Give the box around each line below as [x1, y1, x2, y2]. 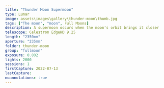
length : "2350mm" [5, 35, 41, 40]
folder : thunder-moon [5, 44, 50, 48]
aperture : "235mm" [5, 39, 43, 44]
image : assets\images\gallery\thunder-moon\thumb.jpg [5, 16, 118, 21]
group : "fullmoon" [5, 48, 43, 53]
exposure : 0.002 [5, 52, 38, 58]
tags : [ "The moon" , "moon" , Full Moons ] [5, 21, 89, 26]
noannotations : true [5, 75, 48, 80]
